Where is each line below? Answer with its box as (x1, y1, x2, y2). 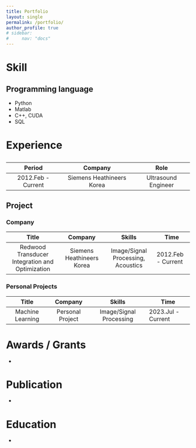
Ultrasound (146, 173, 177, 182)
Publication (6, 378, 62, 391)
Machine (15, 307, 39, 315)
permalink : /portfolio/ (6, 19, 64, 25)
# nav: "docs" (6, 36, 51, 41)
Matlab (14, 106, 32, 113)
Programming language (6, 84, 93, 94)
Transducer (17, 251, 49, 259)
